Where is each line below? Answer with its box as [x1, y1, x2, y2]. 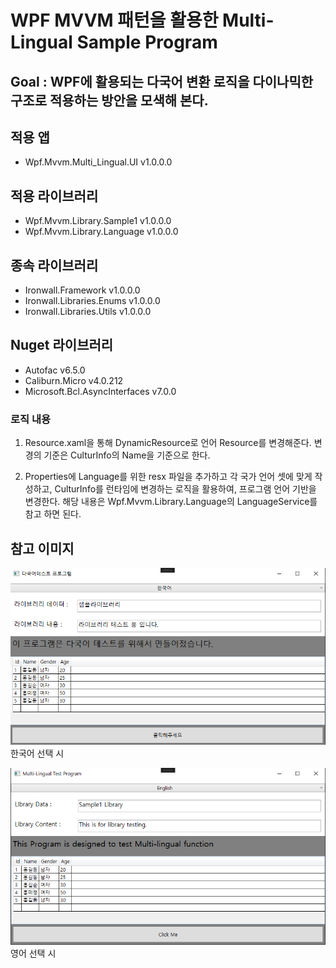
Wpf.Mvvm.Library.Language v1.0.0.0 [24, 226, 179, 238]
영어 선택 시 [10, 947, 57, 960]
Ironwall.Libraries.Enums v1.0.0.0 [24, 295, 161, 307]
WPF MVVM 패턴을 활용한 [10, 9, 219, 32]
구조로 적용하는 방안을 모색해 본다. [10, 92, 209, 109]
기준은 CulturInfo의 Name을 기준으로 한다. [43, 449, 211, 461]
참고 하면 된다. [24, 508, 82, 520]
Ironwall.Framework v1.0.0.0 [24, 284, 141, 296]
